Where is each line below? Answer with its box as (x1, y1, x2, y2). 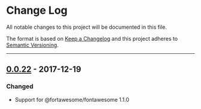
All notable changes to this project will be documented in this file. (6, 23, 167, 31)
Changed (6, 82, 34, 90)
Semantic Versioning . (6, 41, 59, 49)
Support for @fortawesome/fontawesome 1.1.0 (14, 96, 130, 103)
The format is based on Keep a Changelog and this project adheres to (6, 35, 178, 42)
